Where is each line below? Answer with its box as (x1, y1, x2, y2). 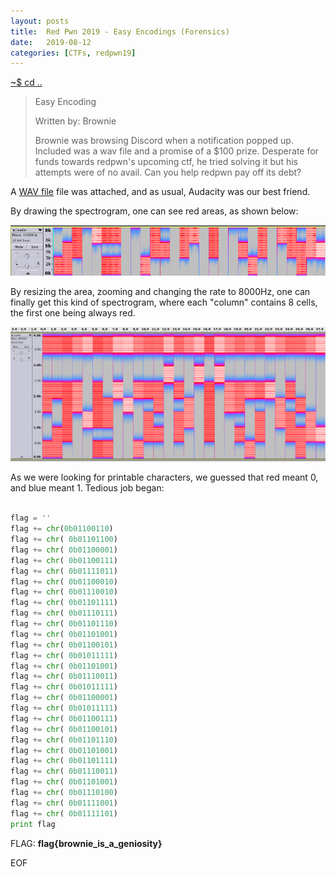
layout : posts (10, 16, 70, 26)
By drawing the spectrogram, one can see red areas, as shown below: (10, 205, 299, 217)
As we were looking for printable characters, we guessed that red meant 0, (10, 471, 319, 484)
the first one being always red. (10, 307, 136, 319)
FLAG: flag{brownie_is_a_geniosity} (10, 837, 163, 849)
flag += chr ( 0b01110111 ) (10, 608, 118, 619)
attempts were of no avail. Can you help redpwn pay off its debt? (34, 166, 302, 179)
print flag (10, 819, 56, 829)
